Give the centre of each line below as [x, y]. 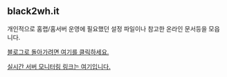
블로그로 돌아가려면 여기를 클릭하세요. [58, 52]
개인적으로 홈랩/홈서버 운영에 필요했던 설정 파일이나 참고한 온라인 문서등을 [107, 29]
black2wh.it [34, 11]
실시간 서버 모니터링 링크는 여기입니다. [59, 66]
